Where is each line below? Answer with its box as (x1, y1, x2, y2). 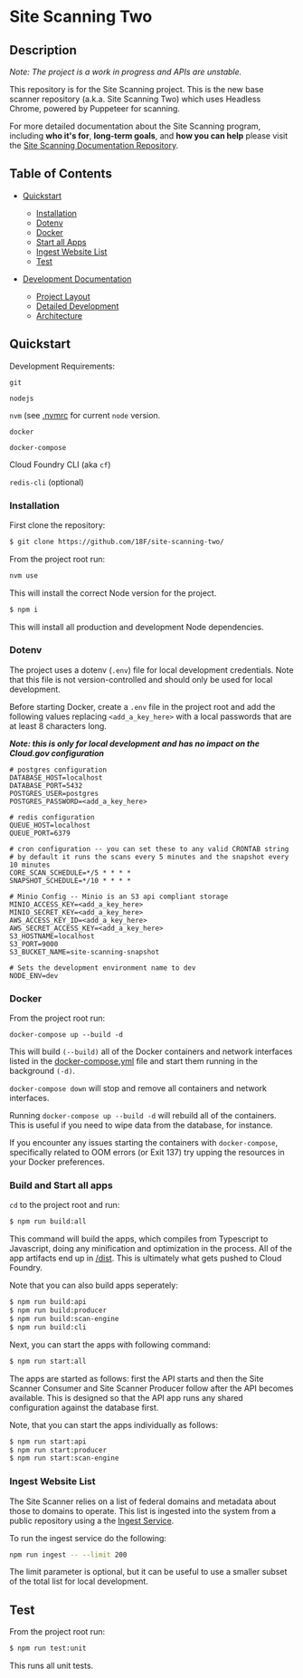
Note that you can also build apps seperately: (9, 1280, 178, 1291)
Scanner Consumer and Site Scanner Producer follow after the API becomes (9, 1383, 294, 1394)
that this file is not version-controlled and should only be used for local (9, 674, 273, 685)
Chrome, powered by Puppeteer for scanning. (9, 103, 181, 114)
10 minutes (9, 860, 51, 869)
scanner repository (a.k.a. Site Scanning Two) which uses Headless (9, 93, 261, 104)
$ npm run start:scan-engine (9, 1453, 119, 1463)
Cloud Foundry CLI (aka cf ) (9, 459, 111, 470)
